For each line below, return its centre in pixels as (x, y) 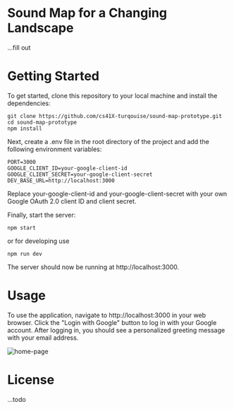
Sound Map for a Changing (87, 13)
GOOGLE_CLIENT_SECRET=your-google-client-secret (80, 174)
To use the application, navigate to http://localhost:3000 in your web (107, 315)
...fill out (19, 47)
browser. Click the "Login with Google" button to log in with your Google (112, 322)
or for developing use (38, 241)
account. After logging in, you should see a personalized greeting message (116, 330)
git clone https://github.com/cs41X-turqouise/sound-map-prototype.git (115, 116)
